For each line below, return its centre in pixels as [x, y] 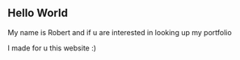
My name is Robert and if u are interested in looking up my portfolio [120, 32]
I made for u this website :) [52, 48]
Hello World [38, 13]
